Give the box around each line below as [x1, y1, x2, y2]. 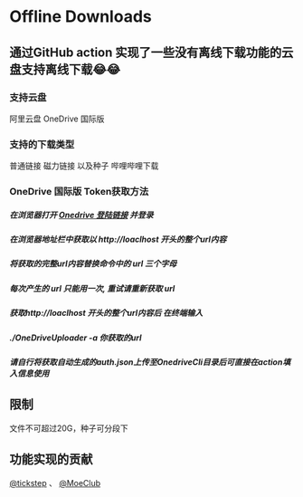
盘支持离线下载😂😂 [9, 62, 121, 77]
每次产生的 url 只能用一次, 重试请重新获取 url [9, 282, 175, 293]
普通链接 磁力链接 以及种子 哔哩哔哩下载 [9, 160, 159, 171]
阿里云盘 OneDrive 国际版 [9, 113, 105, 124]
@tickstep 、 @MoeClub [9, 477, 101, 488]
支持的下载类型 [9, 138, 75, 150]
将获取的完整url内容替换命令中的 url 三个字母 [9, 258, 177, 269]
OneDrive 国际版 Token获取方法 [9, 186, 149, 198]
